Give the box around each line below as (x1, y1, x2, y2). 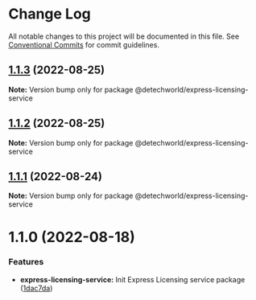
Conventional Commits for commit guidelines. (8, 39, 159, 49)
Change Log (8, 5, 91, 23)
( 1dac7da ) (19, 283, 53, 293)
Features (8, 257, 44, 268)
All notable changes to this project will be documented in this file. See (8, 31, 240, 41)
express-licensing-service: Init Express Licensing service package (19, 274, 246, 284)
